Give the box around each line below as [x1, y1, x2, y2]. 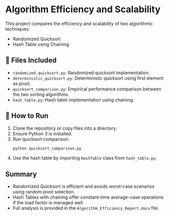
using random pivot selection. [12, 189, 75, 195]
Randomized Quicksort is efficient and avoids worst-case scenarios [12, 183, 155, 189]
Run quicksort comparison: [12, 136, 70, 142]
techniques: [5, 26, 30, 32]
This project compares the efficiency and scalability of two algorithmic [5, 20, 153, 27]
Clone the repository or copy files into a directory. [12, 125, 117, 131]
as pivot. [12, 80, 31, 86]
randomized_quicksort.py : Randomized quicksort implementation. [12, 69, 150, 76]
